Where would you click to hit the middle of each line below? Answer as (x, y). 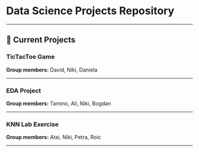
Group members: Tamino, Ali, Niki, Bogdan (59, 103)
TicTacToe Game (31, 57)
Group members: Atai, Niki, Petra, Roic (54, 137)
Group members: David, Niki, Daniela (52, 70)
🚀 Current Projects (41, 40)
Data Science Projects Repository (90, 11)
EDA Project (24, 90)
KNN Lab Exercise (33, 124)
